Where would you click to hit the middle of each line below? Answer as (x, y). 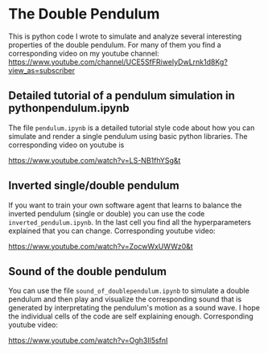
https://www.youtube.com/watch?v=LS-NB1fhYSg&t (95, 160)
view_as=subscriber (41, 70)
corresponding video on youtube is (66, 145)
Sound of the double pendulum (88, 271)
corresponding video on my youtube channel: (84, 53)
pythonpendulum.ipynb (69, 108)
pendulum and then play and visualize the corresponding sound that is (125, 299)
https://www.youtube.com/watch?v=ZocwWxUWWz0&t (101, 246)
